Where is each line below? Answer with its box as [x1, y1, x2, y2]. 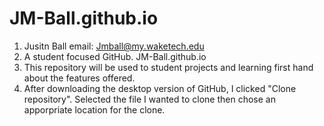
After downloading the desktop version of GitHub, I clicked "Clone [23, 82, 297, 94]
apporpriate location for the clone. [23, 103, 166, 116]
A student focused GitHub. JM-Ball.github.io [23, 50, 207, 62]
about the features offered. [23, 72, 136, 84]
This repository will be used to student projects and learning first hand [23, 61, 314, 73]
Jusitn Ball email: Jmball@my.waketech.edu [23, 40, 205, 52]
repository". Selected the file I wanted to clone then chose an [23, 93, 276, 105]
